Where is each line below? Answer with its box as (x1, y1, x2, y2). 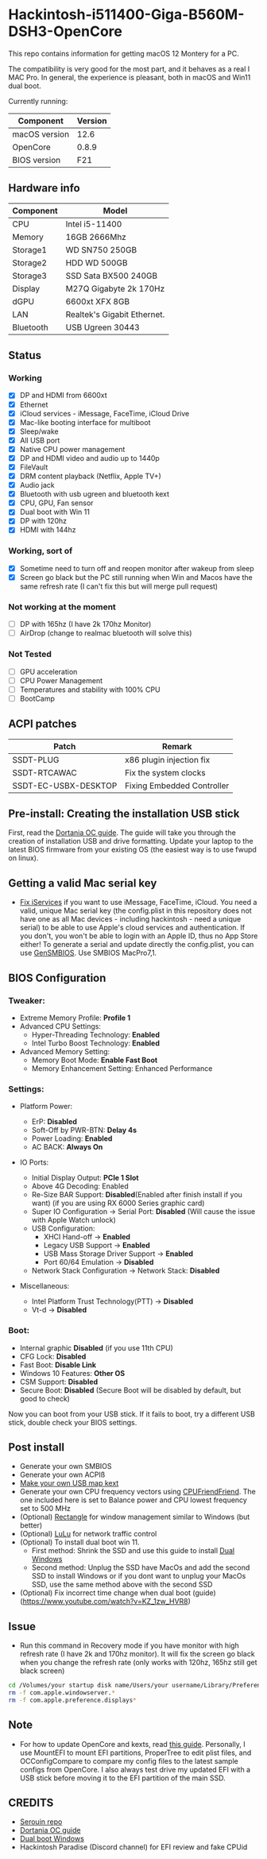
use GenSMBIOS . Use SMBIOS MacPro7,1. (19, 948, 157, 958)
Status (8, 349, 42, 362)
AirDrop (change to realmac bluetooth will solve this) (19, 628, 192, 638)
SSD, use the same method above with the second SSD (31, 1579, 213, 1590)
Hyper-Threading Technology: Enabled (31, 1030, 161, 1039)
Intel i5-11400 (65, 218, 122, 230)
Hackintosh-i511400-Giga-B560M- (8, 6, 245, 24)
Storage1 (12, 244, 48, 255)
